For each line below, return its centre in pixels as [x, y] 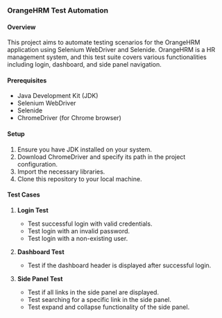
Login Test [33, 210]
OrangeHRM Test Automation [58, 10]
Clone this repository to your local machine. [79, 178]
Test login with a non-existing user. [78, 238]
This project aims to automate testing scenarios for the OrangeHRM [104, 42]
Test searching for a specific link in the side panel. [99, 299]
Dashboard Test [41, 251]
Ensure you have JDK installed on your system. [85, 149]
